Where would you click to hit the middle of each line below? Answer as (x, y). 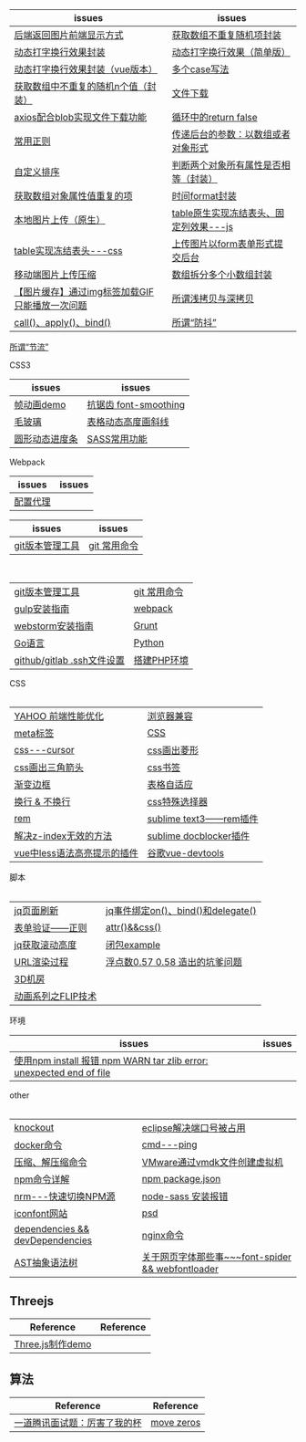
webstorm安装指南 (54, 626)
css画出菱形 (173, 750)
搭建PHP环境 (161, 660)
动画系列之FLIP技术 (56, 996)
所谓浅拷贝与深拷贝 (213, 298)
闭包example (133, 945)
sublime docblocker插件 (199, 836)
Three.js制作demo (53, 1343)
